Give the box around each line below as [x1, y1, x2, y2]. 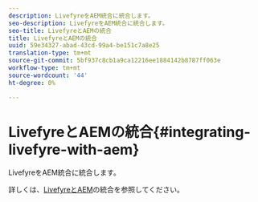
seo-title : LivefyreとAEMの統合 [8, 26, 113, 34]
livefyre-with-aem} [8, 140, 140, 159]
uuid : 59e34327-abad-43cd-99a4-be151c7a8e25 [8, 42, 160, 50]
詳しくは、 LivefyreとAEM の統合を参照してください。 [8, 185, 185, 195]
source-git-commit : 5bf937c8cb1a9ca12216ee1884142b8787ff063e [8, 57, 221, 65]
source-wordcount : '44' [8, 71, 88, 79]
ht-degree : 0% [8, 79, 56, 87]
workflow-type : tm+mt [8, 64, 81, 72]
